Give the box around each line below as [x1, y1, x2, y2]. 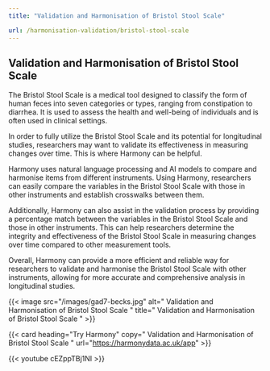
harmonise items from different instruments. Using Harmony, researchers [8, 173, 251, 182]
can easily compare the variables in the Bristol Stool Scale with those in [8, 181, 246, 191]
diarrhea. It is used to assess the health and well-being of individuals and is [8, 107, 260, 117]
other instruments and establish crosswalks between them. [8, 190, 205, 200]
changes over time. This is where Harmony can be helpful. [8, 148, 203, 158]
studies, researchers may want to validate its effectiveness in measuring [8, 140, 248, 150]
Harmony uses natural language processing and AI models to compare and [8, 165, 257, 174]
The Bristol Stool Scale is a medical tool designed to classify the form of [8, 90, 247, 100]
